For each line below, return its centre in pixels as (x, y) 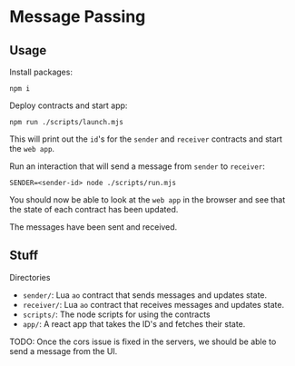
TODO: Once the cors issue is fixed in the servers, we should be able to (143, 341)
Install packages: (41, 72)
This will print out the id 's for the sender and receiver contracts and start (146, 139)
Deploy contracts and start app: (69, 105)
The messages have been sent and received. (93, 227)
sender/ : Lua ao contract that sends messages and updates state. (145, 295)
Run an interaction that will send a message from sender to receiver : (138, 166)
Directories (30, 277)
